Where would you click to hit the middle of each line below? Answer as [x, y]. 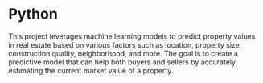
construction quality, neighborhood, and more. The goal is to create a [123, 53]
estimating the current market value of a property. [91, 70]
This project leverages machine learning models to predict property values [132, 36]
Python [33, 14]
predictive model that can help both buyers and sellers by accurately [122, 62]
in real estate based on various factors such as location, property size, [125, 44]
